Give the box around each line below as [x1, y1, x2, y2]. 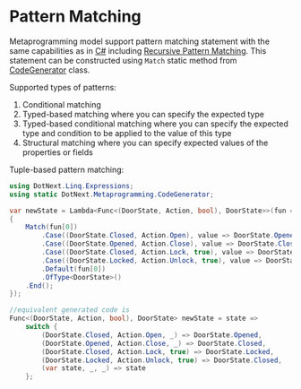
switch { [25, 323, 58, 332]
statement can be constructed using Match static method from [9, 55, 237, 65]
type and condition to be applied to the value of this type [21, 127, 232, 138]
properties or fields [21, 146, 94, 158]
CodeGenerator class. [9, 65, 90, 75]
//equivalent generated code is [9, 306, 130, 315]
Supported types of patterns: [9, 82, 116, 92]
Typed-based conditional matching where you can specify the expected [21, 118, 288, 129]
